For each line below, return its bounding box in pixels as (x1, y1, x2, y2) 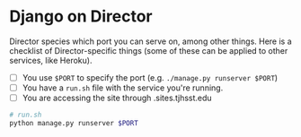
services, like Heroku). (9, 55, 93, 65)
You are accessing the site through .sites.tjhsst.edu (22, 92, 213, 104)
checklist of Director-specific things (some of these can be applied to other (9, 45, 288, 56)
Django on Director (9, 6, 153, 27)
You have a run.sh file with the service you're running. (22, 82, 224, 93)
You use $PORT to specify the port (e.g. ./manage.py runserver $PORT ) (22, 72, 279, 82)
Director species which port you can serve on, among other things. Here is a (9, 36, 292, 47)
